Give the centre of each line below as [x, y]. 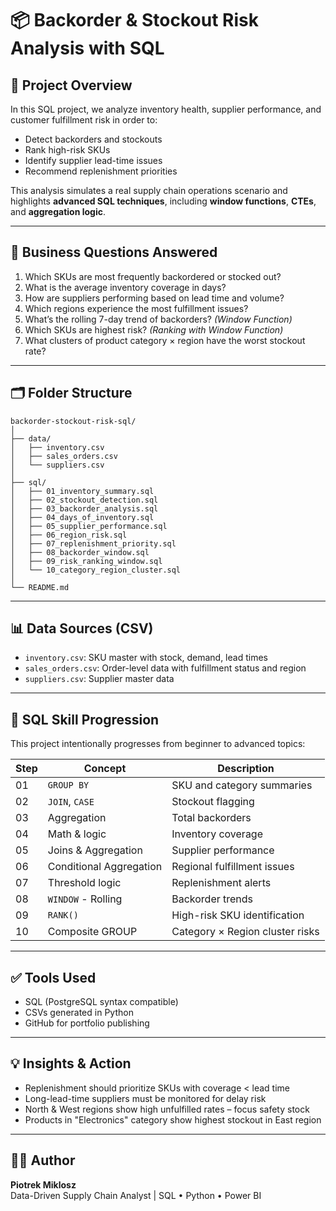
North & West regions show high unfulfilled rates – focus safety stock [167, 1109]
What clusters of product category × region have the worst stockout [165, 340]
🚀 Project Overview [71, 85]
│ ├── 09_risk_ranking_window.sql [86, 561]
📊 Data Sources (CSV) [82, 628]
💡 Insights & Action [71, 1063]
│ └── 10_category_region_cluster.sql [96, 570]
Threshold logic [84, 883]
